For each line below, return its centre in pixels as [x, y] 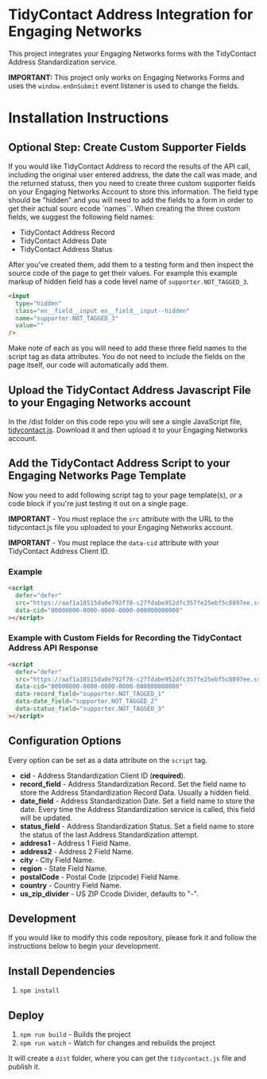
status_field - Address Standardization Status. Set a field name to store [137, 826]
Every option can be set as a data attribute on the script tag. [108, 760]
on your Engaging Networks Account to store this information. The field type [133, 191]
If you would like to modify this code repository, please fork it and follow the [132, 938]
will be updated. [46, 818]
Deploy [26, 1015]
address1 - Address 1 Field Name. [75, 843]
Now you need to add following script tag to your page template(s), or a [125, 495]
